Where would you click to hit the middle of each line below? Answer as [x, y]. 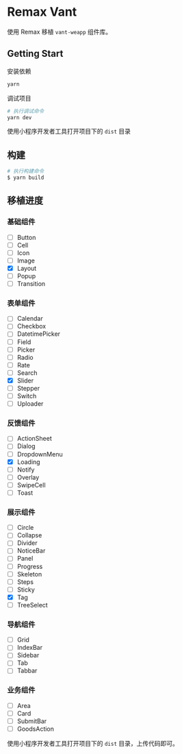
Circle [25, 528]
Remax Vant [42, 12]
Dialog [26, 446]
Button [26, 237]
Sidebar [28, 655]
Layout [27, 268]
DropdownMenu [40, 454]
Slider [25, 380]
